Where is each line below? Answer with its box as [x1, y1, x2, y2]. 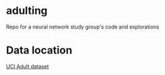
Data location [6, 44, 72, 57]
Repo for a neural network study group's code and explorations [6, 23, 160, 30]
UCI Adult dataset [6, 63, 49, 70]
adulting [6, 4, 48, 17]
